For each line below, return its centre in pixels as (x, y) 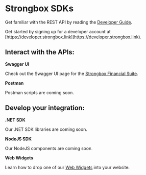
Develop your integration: (45, 108)
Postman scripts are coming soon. (40, 92)
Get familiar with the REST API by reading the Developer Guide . (69, 22)
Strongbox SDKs (39, 9)
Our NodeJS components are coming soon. (49, 148)
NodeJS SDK (18, 139)
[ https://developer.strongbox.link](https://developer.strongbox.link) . (73, 37)
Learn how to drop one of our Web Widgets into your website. (67, 167)
